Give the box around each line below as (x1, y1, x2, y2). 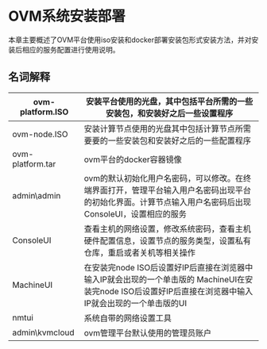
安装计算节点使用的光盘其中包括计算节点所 (83, 123, 244, 134)
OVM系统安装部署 (8, 7, 126, 25)
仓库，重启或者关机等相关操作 (83, 247, 196, 258)
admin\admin (12, 190, 61, 201)
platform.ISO (19, 106, 69, 117)
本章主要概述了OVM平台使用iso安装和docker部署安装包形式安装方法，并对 (8, 35, 252, 44)
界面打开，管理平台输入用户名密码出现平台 (91, 184, 252, 195)
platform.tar (12, 158, 56, 169)
